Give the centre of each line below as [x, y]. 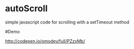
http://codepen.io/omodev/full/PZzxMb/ [45, 41]
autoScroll [26, 9]
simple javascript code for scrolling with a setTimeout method [67, 22]
